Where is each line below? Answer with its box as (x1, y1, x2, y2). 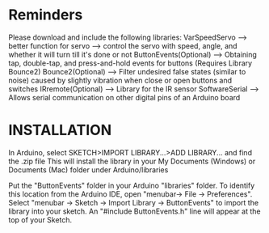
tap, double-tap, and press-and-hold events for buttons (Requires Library (8, 58, 253, 68)
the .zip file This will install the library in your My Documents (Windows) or (8, 156, 256, 166)
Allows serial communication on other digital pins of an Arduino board (8, 92, 241, 102)
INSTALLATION (8, 121, 111, 139)
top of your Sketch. (8, 214, 73, 224)
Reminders (8, 6, 83, 24)
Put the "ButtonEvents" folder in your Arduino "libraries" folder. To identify (8, 180, 255, 190)
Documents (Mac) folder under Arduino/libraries (8, 164, 169, 175)
